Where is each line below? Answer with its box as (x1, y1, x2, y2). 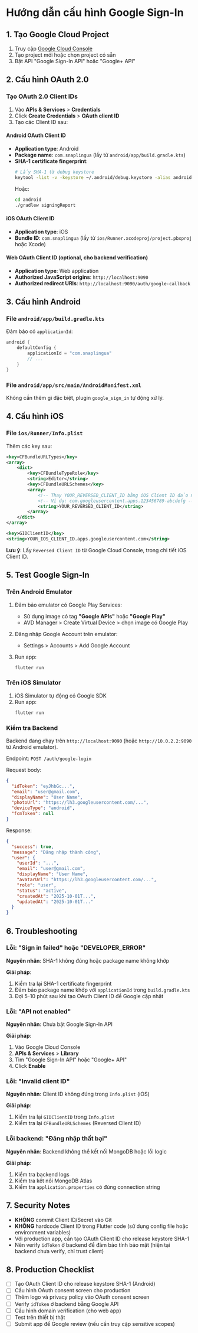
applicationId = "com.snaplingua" (27, 350, 112, 357)
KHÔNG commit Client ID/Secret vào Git (14, 1216, 112, 1223)
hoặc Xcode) (14, 240, 46, 247)
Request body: (6, 766, 42, 773)
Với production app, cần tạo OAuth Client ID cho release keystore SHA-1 (14, 1235, 190, 1242)
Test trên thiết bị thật (14, 1314, 65, 1321)
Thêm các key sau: (6, 442, 52, 449)
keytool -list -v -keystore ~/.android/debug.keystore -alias (14, 174, 171, 180)
